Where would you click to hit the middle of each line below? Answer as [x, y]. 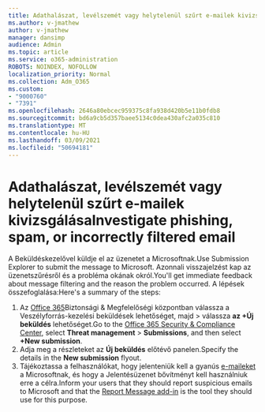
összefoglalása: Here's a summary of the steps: [85, 292]
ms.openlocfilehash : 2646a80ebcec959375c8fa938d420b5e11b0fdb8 [114, 111]
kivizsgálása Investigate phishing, [121, 220]
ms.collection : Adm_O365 [49, 81]
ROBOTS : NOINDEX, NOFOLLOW [52, 67]
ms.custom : [26, 89]
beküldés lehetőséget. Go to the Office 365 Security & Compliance [127, 324]
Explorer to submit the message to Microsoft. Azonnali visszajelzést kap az [130, 267]
